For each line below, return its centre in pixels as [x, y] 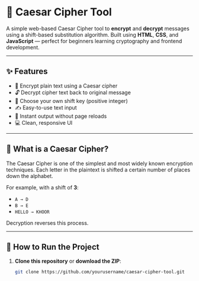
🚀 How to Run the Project [53, 247]
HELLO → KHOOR [32, 212]
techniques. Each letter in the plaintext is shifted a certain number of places [98, 169]
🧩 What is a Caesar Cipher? [57, 149]
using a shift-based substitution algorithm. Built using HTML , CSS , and [92, 34]
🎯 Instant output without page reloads [61, 116]
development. [23, 47]
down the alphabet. [30, 176]
